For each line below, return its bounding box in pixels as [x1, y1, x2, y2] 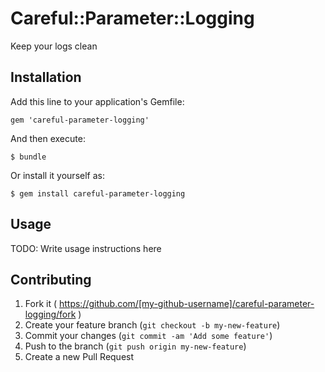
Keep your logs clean [10, 40, 98, 52]
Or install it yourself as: [10, 169, 105, 181]
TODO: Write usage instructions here [10, 242, 162, 254]
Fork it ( [24, 298, 58, 310]
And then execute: [10, 132, 86, 144]
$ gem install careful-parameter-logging [10, 188, 186, 199]
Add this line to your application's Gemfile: [10, 95, 185, 107]
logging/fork [24, 308, 77, 321]
